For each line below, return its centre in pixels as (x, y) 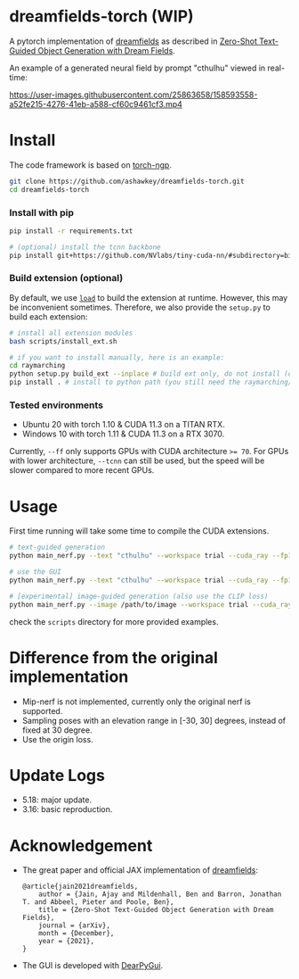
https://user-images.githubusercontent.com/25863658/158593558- (133, 95)
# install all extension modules (71, 333)
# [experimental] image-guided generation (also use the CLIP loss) (139, 596)
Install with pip (41, 212)
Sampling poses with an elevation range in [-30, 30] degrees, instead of (154, 720)
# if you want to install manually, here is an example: (117, 357)
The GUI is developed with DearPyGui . (93, 966)
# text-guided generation (57, 548)
